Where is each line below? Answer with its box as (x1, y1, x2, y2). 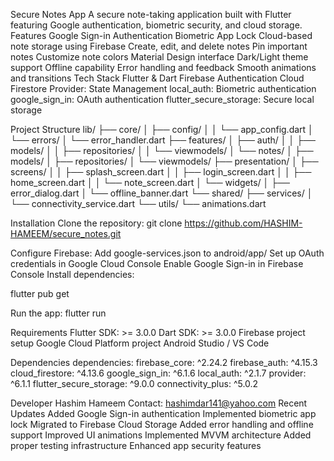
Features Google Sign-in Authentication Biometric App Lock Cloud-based (10, 30, 313, 41)
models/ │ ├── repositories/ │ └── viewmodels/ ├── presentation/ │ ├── (10, 155, 319, 167)
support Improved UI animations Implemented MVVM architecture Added (10, 429, 312, 441)
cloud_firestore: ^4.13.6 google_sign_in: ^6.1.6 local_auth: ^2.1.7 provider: (10, 367, 307, 379)
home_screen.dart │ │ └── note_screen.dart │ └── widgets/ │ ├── (10, 177, 291, 188)
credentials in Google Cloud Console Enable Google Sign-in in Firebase (10, 258, 304, 269)
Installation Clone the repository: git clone (10, 217, 183, 229)
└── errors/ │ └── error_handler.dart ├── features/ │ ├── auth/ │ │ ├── (10, 134, 316, 146)
